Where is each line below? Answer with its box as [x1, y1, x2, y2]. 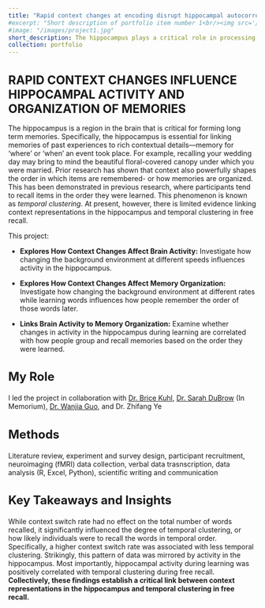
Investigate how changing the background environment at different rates [19, 286, 256, 296]
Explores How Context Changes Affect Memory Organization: [19, 278, 226, 288]
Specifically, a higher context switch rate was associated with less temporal [8, 542, 254, 552]
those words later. [19, 304, 79, 313]
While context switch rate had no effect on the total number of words [8, 517, 233, 527]
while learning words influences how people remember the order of [19, 295, 239, 304]
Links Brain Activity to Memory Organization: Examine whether [19, 319, 229, 328]
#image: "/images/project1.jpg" [8, 26, 114, 34]
